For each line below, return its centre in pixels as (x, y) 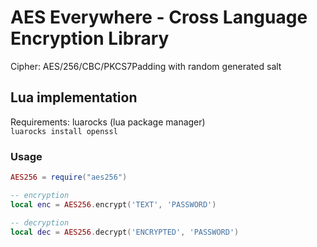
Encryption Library (90, 38)
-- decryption (40, 222)
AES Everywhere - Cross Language (159, 17)
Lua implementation (74, 97)
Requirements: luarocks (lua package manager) (108, 122)
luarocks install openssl (64, 131)
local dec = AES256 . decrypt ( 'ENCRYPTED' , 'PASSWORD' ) (125, 232)
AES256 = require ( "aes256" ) (69, 177)
